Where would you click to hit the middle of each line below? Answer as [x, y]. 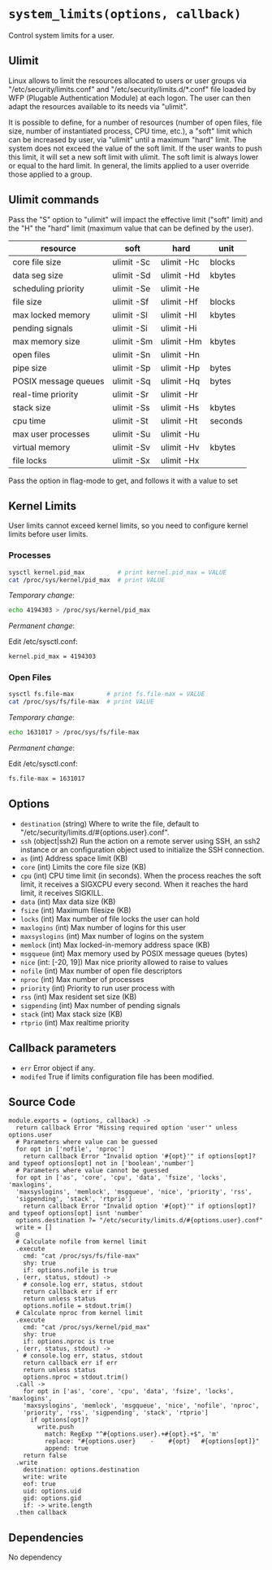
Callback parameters [63, 1048]
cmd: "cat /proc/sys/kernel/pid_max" [87, 1327]
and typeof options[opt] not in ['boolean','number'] [101, 1164]
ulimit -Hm [181, 341]
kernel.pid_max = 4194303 [52, 657]
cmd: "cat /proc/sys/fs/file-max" [81, 1256]
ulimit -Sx [131, 460]
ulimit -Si [130, 328]
